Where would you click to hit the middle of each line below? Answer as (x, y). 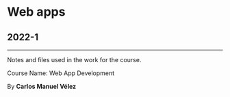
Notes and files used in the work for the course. (74, 60)
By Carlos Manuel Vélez (42, 86)
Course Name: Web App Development (61, 73)
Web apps (36, 12)
